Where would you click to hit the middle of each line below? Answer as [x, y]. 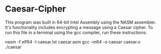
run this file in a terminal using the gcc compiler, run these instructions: [76, 32]
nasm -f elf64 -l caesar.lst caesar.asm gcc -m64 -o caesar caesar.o [73, 41]
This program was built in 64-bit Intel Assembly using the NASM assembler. [81, 22]
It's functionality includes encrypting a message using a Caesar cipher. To [79, 27]
